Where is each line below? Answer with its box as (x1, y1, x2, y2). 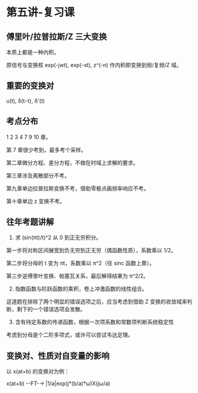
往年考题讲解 (6, 217, 54, 227)
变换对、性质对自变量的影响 (6, 351, 110, 361)
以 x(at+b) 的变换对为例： (6, 368, 70, 375)
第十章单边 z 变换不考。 (6, 197, 65, 205)
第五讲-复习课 (6, 5, 75, 19)
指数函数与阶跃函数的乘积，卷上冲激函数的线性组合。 (14, 285, 148, 293)
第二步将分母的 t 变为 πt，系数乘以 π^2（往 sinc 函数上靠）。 (6, 260, 155, 267)
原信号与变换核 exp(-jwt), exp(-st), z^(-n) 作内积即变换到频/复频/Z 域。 (6, 62, 182, 68)
